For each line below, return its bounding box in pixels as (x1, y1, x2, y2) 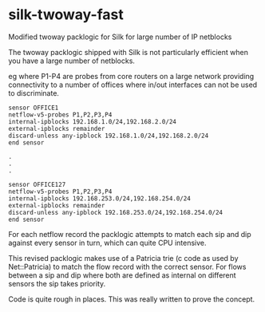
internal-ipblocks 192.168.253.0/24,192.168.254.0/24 (8, 194, 192, 203)
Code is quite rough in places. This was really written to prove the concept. (8, 294, 255, 304)
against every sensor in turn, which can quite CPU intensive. (8, 238, 207, 247)
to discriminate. (8, 88, 60, 97)
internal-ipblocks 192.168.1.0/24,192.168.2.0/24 (8, 117, 177, 125)
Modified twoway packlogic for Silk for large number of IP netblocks (8, 32, 232, 41)
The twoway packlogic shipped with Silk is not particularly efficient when (8, 47, 249, 57)
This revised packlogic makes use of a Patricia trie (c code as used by (8, 253, 239, 263)
